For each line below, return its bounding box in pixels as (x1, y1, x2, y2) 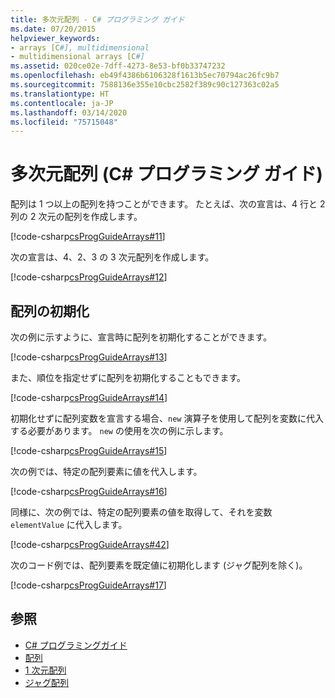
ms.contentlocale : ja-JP (10, 98, 114, 108)
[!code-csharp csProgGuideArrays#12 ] (10, 271, 168, 283)
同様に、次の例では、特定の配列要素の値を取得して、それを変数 (10, 506, 273, 518)
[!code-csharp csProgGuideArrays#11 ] (10, 231, 166, 243)
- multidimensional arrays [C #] (10, 52, 145, 62)
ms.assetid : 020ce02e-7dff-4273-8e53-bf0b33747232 (10, 61, 226, 71)
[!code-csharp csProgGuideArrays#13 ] (10, 351, 168, 363)
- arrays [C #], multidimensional (10, 42, 150, 53)
